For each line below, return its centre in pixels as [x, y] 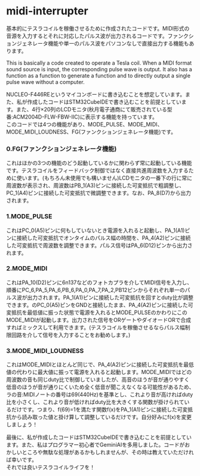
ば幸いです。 [22, 460]
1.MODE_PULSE [29, 216]
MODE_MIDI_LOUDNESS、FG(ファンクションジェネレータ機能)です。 [91, 132]
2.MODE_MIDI [27, 269]
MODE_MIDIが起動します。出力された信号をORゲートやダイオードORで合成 [99, 320]
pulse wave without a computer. [45, 82]
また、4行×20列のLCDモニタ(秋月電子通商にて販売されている [91, 109]
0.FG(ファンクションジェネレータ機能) [61, 149]
